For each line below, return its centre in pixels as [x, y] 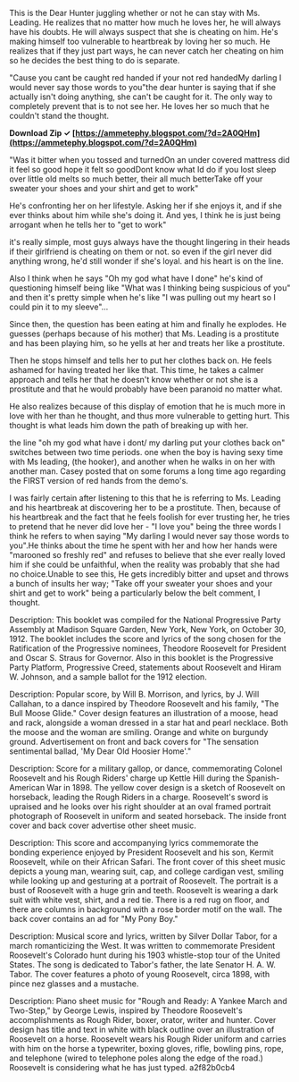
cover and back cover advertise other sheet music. [103, 825]
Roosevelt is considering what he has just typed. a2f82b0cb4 [122, 1067]
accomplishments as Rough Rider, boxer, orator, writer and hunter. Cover [143, 1020]
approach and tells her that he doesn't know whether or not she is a [134, 380]
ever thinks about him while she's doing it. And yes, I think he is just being [145, 215]
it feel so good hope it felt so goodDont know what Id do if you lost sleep [143, 169]
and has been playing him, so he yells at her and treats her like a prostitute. [147, 343]
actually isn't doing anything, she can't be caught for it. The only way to [141, 97]
